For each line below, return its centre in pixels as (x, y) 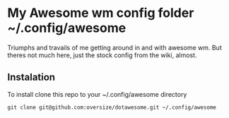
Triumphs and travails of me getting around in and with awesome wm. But (114, 47)
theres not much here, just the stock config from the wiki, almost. (102, 55)
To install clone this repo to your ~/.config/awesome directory (97, 94)
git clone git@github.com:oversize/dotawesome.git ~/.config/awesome (112, 107)
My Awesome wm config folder (101, 13)
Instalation (31, 77)
